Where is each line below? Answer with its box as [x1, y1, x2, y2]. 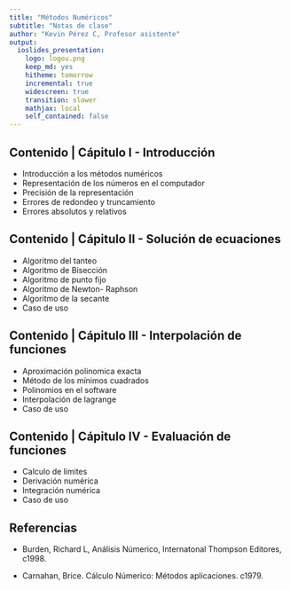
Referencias [9, 520, 78, 535]
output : [9, 37, 38, 47]
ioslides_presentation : [17, 46, 105, 55]
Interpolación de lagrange [21, 394, 117, 405]
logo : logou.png [25, 54, 86, 63]
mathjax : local [25, 104, 82, 113]
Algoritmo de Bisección [21, 264, 108, 275]
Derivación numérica [21, 476, 99, 486]
